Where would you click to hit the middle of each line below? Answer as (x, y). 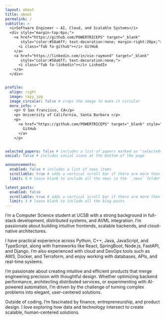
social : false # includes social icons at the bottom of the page (75, 156)
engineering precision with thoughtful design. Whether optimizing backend (81, 276)
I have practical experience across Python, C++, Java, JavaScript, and (77, 241)
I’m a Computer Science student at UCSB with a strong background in (76, 215)
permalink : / (19, 19)
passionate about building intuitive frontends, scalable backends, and (76, 226)
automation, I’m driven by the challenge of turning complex (84, 287)
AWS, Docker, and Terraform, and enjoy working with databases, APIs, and (81, 256)
